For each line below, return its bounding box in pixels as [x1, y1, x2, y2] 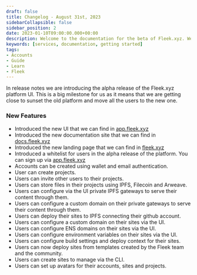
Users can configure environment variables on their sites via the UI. [14, 231, 178, 238]
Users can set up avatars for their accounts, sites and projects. [14, 262, 167, 269]
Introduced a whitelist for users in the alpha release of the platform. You [14, 150, 188, 157]
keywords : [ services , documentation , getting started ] [6, 42, 143, 47]
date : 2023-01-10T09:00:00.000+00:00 [6, 30, 98, 36]
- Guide [6, 57, 25, 63]
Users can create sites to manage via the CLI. [14, 256, 125, 263]
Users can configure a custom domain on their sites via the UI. [14, 218, 166, 226]
